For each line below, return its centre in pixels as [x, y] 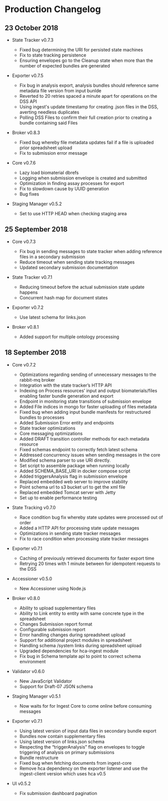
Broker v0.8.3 [26, 133]
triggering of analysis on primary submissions [67, 752]
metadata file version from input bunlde [60, 91]
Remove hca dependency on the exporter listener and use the [83, 768]
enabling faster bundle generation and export [66, 396]
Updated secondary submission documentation [69, 267]
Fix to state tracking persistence [53, 55]
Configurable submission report [53, 629]
